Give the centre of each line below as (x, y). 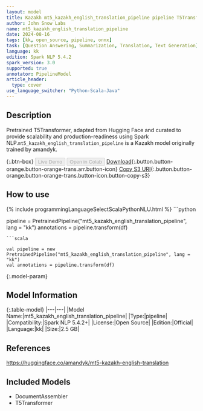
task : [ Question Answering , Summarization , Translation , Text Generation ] (102, 46)
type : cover (27, 85)
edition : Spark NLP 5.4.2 (39, 57)
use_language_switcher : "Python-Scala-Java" (63, 91)
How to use (28, 195)
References (28, 348)
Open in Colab (85, 162)
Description (29, 115)
